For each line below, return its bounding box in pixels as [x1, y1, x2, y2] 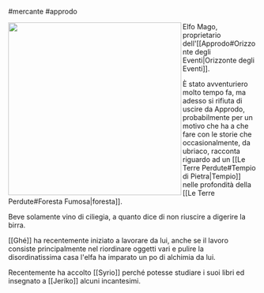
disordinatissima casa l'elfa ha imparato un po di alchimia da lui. [8, 253, 216, 261]
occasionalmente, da [183, 138, 251, 147]
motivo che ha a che [183, 122, 249, 130]
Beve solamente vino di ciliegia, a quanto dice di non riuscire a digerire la [8, 212, 247, 221]
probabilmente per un [183, 113, 253, 122]
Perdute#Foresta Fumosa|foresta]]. [8, 197, 123, 206]
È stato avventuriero [183, 79, 248, 88]
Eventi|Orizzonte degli [183, 55, 255, 65]
